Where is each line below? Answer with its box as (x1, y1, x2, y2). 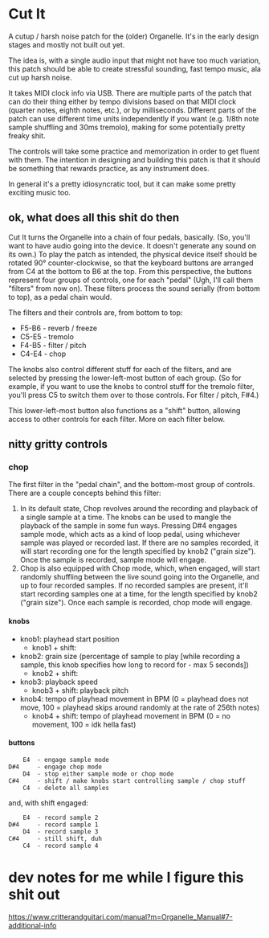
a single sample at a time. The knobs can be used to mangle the (19, 512, 231, 522)
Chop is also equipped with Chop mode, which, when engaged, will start (19, 563, 260, 573)
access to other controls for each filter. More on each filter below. (8, 414, 226, 424)
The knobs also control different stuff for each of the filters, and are (8, 364, 232, 374)
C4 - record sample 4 (22, 842, 99, 850)
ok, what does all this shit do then (8, 211, 180, 225)
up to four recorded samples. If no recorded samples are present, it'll (19, 580, 249, 591)
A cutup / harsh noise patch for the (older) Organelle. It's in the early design (8, 31, 259, 41)
